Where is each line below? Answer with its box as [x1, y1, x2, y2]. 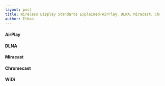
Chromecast [5, 65, 31, 71]
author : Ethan [5, 16, 34, 21]
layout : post [5, 7, 32, 12]
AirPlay [5, 31, 21, 37]
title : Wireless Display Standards [5, 12, 78, 17]
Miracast [5, 54, 24, 60]
